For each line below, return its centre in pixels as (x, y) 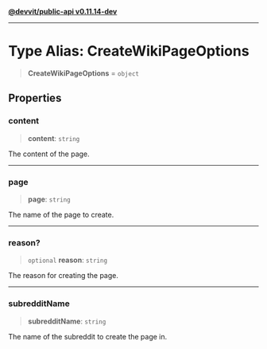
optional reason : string (68, 260)
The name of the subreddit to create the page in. (88, 336)
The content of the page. (49, 154)
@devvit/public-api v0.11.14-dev (63, 12)
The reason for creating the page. (64, 276)
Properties (35, 98)
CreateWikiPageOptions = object (83, 73)
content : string (54, 138)
